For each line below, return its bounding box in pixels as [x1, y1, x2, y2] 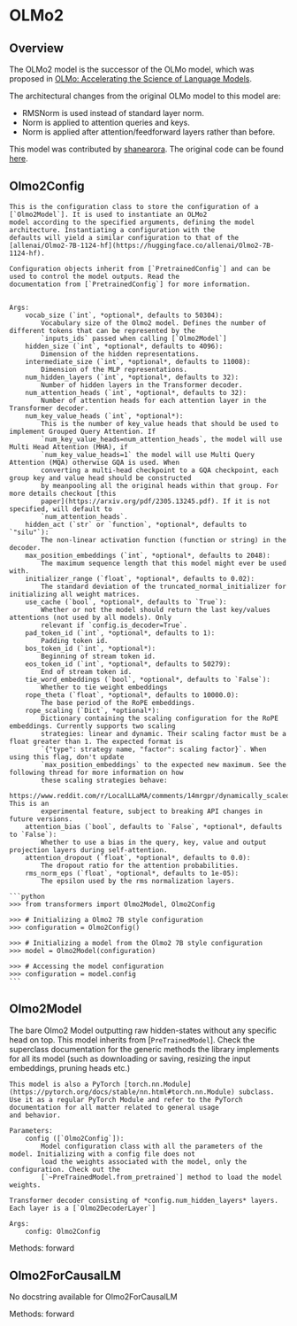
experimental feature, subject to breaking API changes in [41, 807, 263, 816]
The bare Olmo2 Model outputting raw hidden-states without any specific [9, 1025, 277, 1035]
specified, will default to [9, 504, 113, 514]
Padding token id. [41, 636, 109, 645]
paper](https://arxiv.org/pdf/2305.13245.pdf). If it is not [41, 497, 271, 506]
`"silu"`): [9, 528, 49, 537]
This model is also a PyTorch [9, 1080, 121, 1089]
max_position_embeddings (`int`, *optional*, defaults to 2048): [25, 551, 271, 560]
